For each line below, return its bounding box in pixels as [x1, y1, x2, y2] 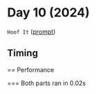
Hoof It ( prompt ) [7, 27, 56, 36]
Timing [7, 47, 38, 59]
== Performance [7, 65, 55, 73]
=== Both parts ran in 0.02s [7, 79, 86, 87]
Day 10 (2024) [7, 5, 90, 21]
